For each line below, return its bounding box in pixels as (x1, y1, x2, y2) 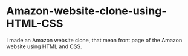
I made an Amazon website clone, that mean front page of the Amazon (6, 36, 183, 43)
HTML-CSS (6, 17, 63, 30)
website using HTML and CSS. (6, 43, 82, 50)
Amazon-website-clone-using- (6, 4, 167, 18)
